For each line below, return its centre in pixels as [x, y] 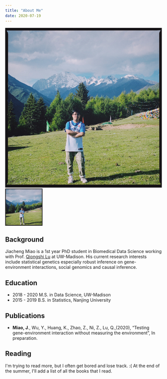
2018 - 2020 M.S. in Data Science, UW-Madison [61, 295]
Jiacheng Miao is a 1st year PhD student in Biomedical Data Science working [83, 252]
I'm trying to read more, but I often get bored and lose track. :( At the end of [83, 366]
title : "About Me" [24, 10]
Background [24, 239]
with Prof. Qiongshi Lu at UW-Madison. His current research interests [76, 257]
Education [21, 283]
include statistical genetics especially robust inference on [64, 262]
